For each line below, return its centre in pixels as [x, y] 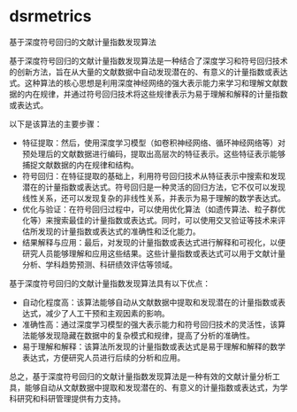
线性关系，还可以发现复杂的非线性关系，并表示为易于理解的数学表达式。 [153, 198]
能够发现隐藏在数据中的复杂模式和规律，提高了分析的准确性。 [142, 335]
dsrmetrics [50, 16]
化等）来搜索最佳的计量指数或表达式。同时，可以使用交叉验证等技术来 [150, 220]
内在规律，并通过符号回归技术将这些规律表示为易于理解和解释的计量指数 [156, 94]
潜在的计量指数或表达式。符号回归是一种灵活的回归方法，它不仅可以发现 [153, 187]
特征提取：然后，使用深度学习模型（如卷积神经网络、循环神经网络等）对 [153, 143]
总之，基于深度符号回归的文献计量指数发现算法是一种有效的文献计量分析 [141, 376]
